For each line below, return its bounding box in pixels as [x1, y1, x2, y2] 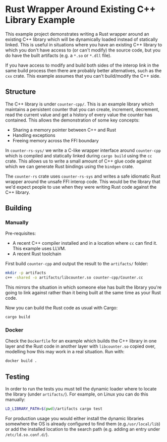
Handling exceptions [12, 132, 55, 138]
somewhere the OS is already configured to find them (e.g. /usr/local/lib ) [5, 420, 160, 427]
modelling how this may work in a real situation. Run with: [5, 349, 125, 355]
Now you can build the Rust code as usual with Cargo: [5, 305, 118, 311]
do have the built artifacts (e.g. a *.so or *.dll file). [5, 52, 112, 59]
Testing [5, 372, 30, 381]
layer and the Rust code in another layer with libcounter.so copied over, [5, 343, 156, 349]
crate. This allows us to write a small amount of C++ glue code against [5, 158, 152, 164]
